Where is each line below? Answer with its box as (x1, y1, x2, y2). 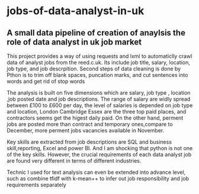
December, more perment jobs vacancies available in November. (7, 127, 165, 134)
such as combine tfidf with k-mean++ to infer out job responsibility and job (7, 175, 189, 182)
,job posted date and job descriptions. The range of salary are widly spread (7, 96, 191, 102)
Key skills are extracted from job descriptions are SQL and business (7, 138, 172, 145)
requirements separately (7, 182, 67, 188)
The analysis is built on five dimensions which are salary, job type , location (7, 89, 191, 96)
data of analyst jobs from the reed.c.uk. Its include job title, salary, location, (7, 59, 190, 66)
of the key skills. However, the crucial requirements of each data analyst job (7, 151, 192, 158)
